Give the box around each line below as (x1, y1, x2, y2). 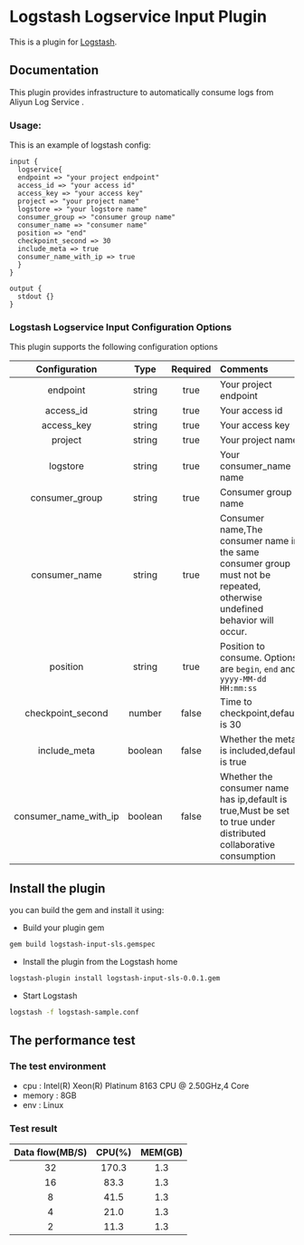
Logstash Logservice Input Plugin (9, 6, 267, 27)
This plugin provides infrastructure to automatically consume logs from (9, 86, 274, 97)
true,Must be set (220, 804, 290, 817)
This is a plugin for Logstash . (9, 36, 118, 47)
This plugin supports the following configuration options (9, 342, 219, 353)
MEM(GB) (139, 1145, 184, 1158)
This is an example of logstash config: (9, 140, 151, 151)
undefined (220, 603, 264, 616)
